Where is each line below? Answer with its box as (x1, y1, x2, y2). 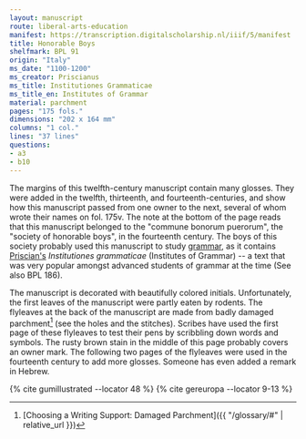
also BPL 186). (9, 270, 64, 281)
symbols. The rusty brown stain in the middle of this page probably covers (9, 337, 289, 348)
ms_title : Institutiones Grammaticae (9, 81, 153, 90)
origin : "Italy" (9, 56, 71, 65)
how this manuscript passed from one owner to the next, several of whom (9, 201, 287, 212)
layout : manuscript (9, 13, 84, 23)
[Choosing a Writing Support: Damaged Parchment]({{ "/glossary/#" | (22, 410, 284, 421)
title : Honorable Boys (9, 38, 96, 48)
